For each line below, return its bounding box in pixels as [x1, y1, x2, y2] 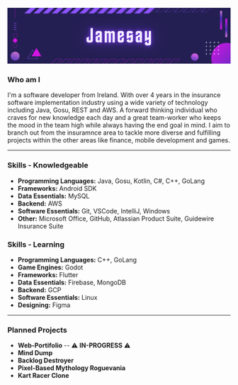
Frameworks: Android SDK [17, 184, 97, 192]
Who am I [7, 74, 40, 84]
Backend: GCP [17, 285, 62, 294]
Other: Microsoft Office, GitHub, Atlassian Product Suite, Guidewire [17, 214, 215, 223]
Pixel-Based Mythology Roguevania [17, 364, 126, 372]
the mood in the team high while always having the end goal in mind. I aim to [7, 121, 230, 130]
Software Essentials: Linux [17, 293, 98, 301]
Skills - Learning [7, 239, 65, 249]
